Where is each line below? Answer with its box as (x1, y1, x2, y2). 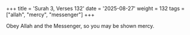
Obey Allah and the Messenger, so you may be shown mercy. (6, 23, 155, 29)
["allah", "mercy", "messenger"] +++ (6, 11, 95, 18)
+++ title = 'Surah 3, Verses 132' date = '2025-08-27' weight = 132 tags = (6, 5, 185, 12)
